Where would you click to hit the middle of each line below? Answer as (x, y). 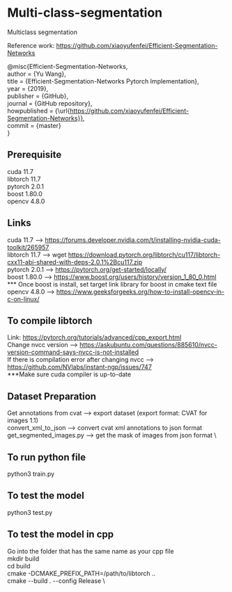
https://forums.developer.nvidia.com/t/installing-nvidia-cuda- (133, 240)
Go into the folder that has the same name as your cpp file (91, 551)
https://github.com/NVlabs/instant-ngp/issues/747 (79, 367)
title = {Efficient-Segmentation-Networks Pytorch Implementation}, (103, 81)
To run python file (46, 457)
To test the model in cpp (60, 535)
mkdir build (23, 559)
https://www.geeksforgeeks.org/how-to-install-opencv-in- (140, 291)
